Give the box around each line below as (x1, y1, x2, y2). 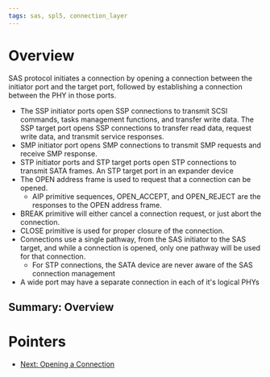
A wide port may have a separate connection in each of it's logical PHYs (19, 277, 260, 287)
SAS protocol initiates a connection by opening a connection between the (8, 73, 252, 83)
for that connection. (19, 251, 86, 261)
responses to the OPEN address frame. (31, 200, 163, 209)
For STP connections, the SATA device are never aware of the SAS (31, 259, 254, 270)
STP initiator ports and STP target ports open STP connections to (19, 157, 237, 167)
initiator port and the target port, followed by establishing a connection (8, 81, 243, 91)
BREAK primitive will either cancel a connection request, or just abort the (19, 209, 262, 218)
